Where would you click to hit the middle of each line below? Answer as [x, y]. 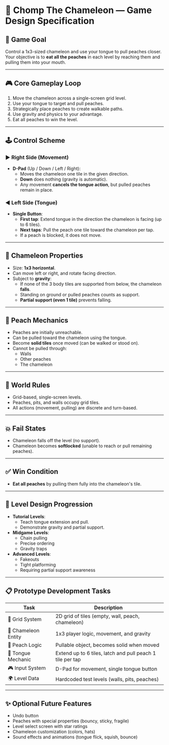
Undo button [25, 716]
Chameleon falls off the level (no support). [56, 441]
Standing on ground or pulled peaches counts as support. [80, 294]
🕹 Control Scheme [35, 141]
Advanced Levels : [32, 554]
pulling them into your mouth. [36, 62]
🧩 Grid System [25, 619]
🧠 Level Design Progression [49, 504]
